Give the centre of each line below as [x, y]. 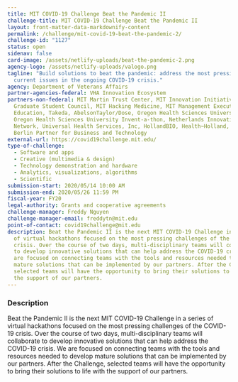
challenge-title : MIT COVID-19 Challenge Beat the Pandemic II [103, 21]
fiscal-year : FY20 [34, 199]
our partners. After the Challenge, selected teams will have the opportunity [117, 364]
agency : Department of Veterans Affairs [68, 87]
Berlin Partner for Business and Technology [80, 133]
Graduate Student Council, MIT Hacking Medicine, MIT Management [112, 107]
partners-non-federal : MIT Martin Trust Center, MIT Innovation [104, 100]
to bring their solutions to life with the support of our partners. [98, 371]
